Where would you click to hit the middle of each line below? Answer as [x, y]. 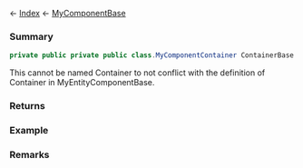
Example [29, 131]
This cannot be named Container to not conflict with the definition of [137, 73]
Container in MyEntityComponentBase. [82, 83]
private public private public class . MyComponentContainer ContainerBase [152, 55]
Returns [27, 106]
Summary [32, 36]
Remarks [29, 154]
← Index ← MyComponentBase [68, 13]
